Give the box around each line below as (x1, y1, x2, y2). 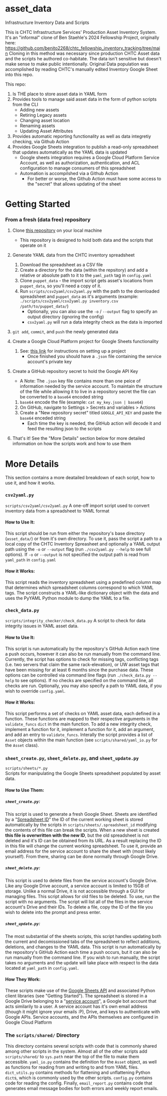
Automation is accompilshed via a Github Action (19, 170, 119, 176)
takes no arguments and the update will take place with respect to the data (5, 959, 159, 965)
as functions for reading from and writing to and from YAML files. (5, 1064, 139, 1070)
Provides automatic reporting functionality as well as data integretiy (12, 133, 151, 139)
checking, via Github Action (12, 138, 69, 145)
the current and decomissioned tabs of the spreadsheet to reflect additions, (5, 938, 161, 944)
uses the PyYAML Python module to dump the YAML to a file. (5, 595, 131, 601)
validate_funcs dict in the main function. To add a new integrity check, (5, 721, 152, 727)
